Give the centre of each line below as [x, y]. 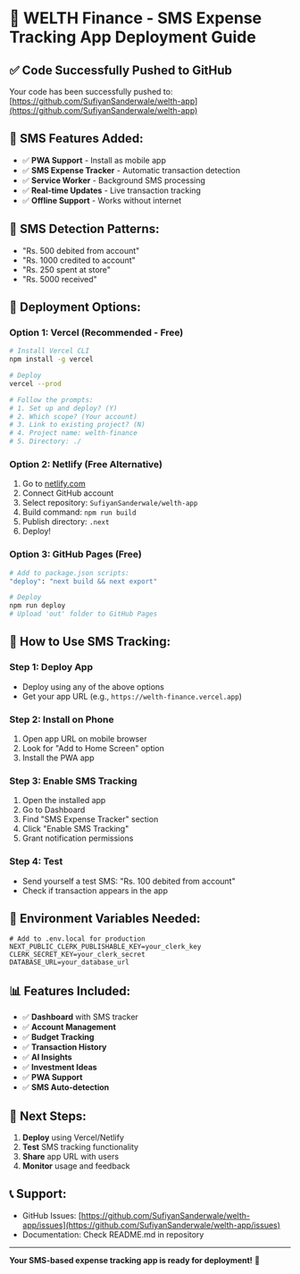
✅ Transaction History [64, 1047]
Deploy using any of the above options [93, 686]
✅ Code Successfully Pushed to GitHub [121, 70]
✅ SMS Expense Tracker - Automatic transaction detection [131, 170]
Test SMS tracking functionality [80, 1147]
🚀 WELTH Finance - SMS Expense [136, 18]
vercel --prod [36, 383]
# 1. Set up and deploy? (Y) [63, 408]
